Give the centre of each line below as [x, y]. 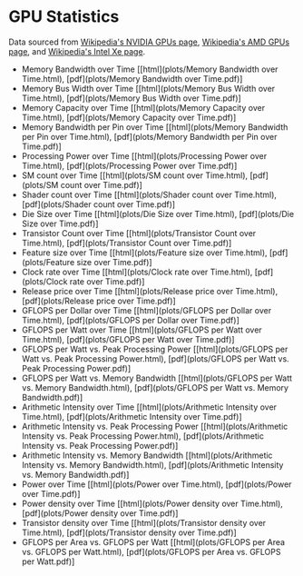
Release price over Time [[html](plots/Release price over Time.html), [150, 291]
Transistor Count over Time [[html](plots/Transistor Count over [139, 233]
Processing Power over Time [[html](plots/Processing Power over [144, 155]
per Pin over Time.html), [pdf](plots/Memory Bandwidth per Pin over [149, 136]
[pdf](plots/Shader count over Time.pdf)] [98, 204]
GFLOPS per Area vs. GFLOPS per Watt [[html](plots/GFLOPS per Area [153, 541]
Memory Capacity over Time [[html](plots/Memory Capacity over [143, 107]
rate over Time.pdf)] [107, 281]
